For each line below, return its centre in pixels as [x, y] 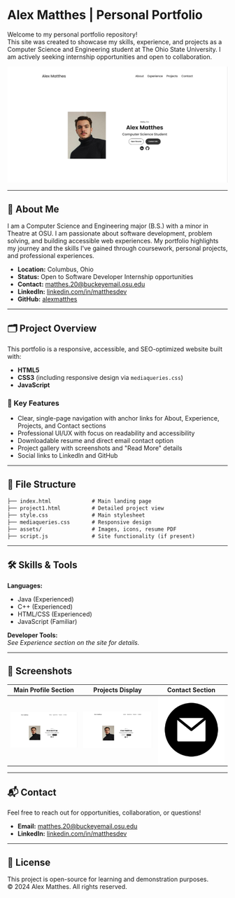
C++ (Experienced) [45, 606]
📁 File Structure [42, 484]
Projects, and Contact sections [62, 426]
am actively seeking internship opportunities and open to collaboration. [110, 57]
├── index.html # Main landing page [79, 501]
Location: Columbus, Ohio [56, 269]
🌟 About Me [33, 209]
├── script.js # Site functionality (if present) [101, 536]
